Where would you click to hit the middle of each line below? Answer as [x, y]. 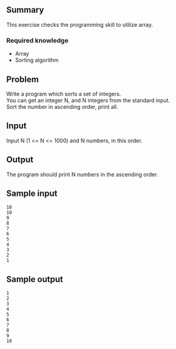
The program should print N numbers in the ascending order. [82, 174]
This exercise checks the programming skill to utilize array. [80, 24]
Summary [25, 10]
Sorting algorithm [37, 60]
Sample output [35, 279]
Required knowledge [37, 40]
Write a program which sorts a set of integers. [64, 94]
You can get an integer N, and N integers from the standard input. [88, 100]
